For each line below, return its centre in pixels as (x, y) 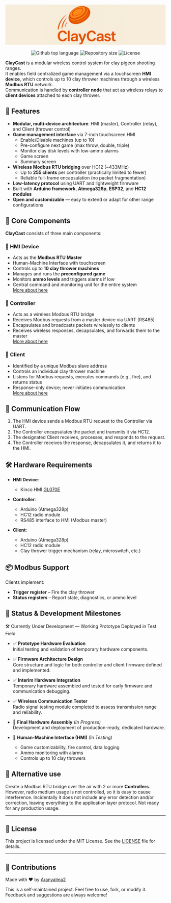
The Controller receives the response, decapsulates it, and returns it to (87, 443)
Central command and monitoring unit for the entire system (75, 285)
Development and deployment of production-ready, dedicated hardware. (89, 727)
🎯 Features (23, 111)
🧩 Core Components (38, 221)
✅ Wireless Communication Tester (50, 701)
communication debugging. (41, 691)
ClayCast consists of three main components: (53, 233)
